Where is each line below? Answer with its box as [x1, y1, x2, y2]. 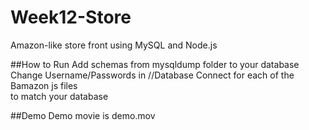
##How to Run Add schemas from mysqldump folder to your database [10, 58, 300, 70]
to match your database [10, 90, 109, 102]
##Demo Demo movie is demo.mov [10, 109, 156, 121]
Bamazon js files [10, 79, 78, 91]
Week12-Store [10, 6, 132, 29]
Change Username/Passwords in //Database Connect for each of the [10, 69, 295, 81]
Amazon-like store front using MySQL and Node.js [10, 39, 218, 51]
